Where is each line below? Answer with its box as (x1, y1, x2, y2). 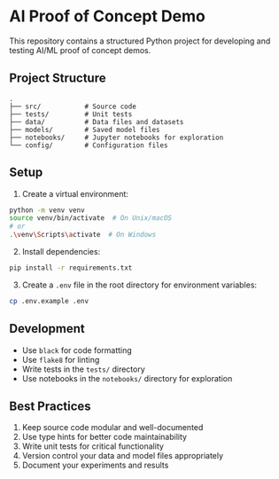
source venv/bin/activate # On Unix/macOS (9, 214, 173, 223)
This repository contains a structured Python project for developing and (9, 35, 271, 46)
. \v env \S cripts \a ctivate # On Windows (9, 231, 157, 239)
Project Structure (9, 71, 106, 86)
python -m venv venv (9, 206, 86, 215)
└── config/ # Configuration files (9, 140, 168, 150)
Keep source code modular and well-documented (21, 422, 204, 433)
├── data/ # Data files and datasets (9, 117, 184, 126)
